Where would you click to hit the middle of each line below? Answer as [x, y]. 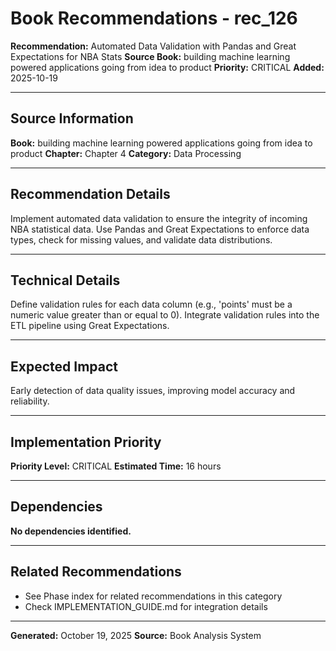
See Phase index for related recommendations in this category [153, 596]
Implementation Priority [86, 442]
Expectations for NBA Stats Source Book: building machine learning [150, 56]
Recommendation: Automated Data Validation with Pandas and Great [153, 46]
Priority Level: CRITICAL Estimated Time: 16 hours [116, 466]
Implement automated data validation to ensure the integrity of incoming [159, 218]
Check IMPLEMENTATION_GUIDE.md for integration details [146, 606]
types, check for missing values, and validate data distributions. [141, 239]
